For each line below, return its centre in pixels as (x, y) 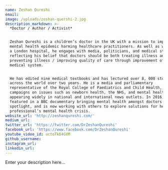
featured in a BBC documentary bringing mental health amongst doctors (86, 101)
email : (12, 14)
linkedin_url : (20, 148)
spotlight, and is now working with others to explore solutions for (83, 106)
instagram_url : (21, 143)
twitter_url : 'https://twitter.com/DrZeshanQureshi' (61, 125)
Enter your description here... (35, 162)
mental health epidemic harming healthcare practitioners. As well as (85, 46)
